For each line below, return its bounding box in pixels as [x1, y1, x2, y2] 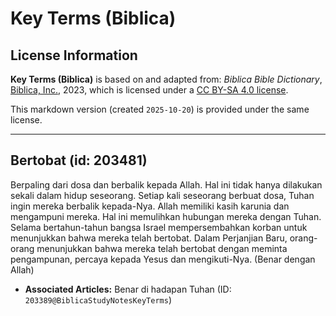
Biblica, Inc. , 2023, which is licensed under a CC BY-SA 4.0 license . [10, 84, 289, 96]
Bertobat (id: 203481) [10, 152, 148, 169]
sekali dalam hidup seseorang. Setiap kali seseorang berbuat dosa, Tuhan [10, 189, 315, 201]
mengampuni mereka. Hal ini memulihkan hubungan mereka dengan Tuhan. [10, 210, 322, 222]
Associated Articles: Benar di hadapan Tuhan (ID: [24, 283, 232, 295]
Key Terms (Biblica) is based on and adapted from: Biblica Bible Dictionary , [10, 73, 323, 85]
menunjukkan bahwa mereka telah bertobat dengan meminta [36, 242, 288, 254]
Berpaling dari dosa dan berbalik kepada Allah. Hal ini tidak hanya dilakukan [10, 178, 323, 191]
